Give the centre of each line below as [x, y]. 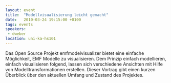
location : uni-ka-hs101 [31, 39]
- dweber [17, 34]
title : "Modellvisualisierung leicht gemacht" [57, 15]
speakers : [16, 29]
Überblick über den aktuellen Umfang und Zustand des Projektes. [74, 75]
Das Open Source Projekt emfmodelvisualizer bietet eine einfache [75, 53]
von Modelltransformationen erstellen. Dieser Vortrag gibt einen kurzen [80, 69]
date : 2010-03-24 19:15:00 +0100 [43, 19]
